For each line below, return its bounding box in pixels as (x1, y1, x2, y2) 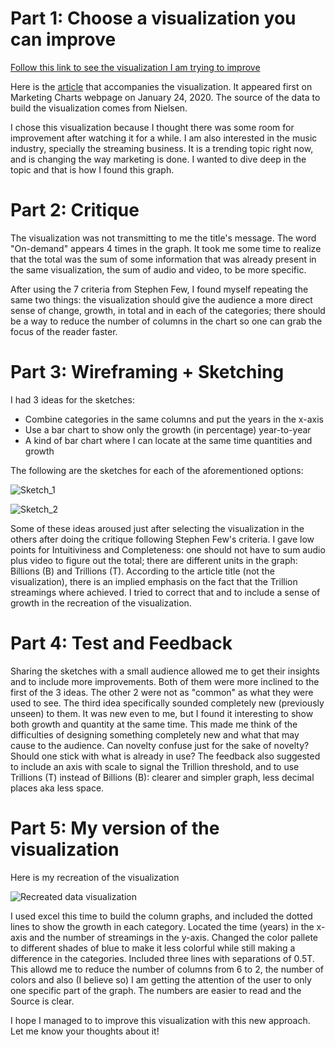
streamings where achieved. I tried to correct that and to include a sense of (10, 586, 321, 598)
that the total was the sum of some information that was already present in (10, 253, 317, 265)
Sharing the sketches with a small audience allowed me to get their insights (10, 665, 320, 677)
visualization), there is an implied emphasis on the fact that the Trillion (10, 575, 298, 587)
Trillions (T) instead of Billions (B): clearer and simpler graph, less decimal (10, 771, 315, 783)
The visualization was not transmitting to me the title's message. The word (10, 232, 317, 244)
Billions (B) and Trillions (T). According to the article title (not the (10, 565, 275, 577)
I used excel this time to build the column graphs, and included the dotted (10, 910, 313, 922)
